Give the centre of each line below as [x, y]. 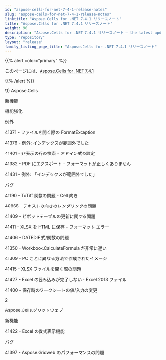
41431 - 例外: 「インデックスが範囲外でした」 [51, 174]
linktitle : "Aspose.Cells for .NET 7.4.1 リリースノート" [63, 19]
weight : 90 [16, 28]
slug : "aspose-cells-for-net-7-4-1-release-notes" [58, 14]
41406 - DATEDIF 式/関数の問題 [37, 237]
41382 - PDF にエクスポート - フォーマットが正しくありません [68, 163]
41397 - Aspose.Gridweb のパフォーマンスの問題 [55, 352]
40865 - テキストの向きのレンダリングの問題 [51, 206]
